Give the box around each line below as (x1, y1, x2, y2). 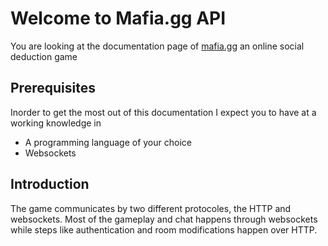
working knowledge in (10, 117, 102, 129)
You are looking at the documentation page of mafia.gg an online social (10, 40, 305, 52)
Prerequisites (10, 80, 96, 97)
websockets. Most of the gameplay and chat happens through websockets (10, 213, 318, 225)
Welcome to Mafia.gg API (10, 7, 227, 30)
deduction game (10, 50, 78, 62)
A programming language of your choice (24, 136, 192, 148)
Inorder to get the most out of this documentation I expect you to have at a (10, 106, 317, 118)
